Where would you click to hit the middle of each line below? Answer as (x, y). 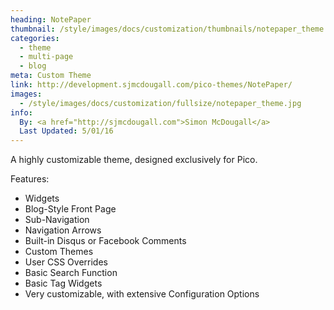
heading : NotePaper (51, 19)
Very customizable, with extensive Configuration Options (142, 294)
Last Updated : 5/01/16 (66, 131)
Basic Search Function (71, 273)
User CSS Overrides (66, 262)
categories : (35, 38)
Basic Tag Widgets (63, 283)
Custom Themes (59, 252)
